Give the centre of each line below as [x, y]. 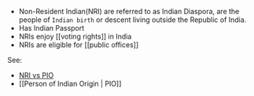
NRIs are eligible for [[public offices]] [79, 45]
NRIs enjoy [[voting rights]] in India [75, 36]
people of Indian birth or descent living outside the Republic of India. [133, 20]
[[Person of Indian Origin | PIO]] [70, 83]
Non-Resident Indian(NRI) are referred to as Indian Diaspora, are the [129, 11]
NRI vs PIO [36, 75]
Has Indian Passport [52, 28]
